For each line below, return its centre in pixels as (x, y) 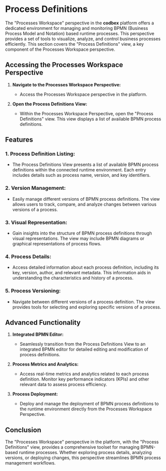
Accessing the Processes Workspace (64, 65)
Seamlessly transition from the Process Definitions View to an (83, 344)
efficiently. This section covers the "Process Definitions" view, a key (75, 44)
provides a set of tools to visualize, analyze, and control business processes (83, 39)
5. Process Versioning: (33, 291)
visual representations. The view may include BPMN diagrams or (78, 238)
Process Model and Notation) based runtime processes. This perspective (80, 33)
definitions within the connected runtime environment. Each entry (79, 170)
